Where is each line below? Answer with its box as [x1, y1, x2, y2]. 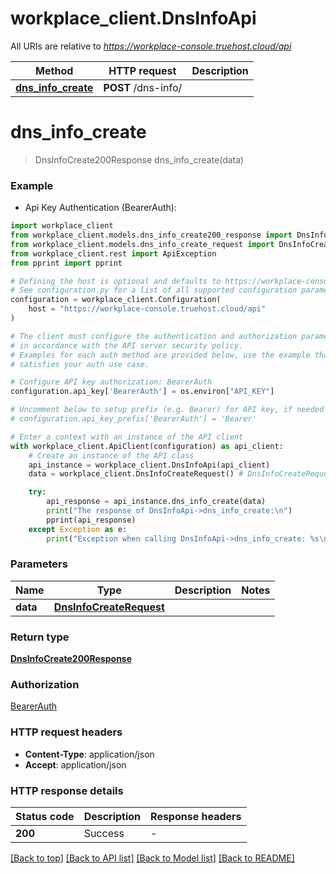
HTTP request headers [10, 725, 123, 739]
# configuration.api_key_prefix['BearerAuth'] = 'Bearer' [10, 414, 257, 424]
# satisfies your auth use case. [10, 359, 150, 369]
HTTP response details [10, 783, 124, 797]
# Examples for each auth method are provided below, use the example [10, 350, 311, 360]
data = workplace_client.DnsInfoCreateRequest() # [28, 469, 244, 479]
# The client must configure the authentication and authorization [10, 331, 298, 341]
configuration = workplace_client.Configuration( [10, 295, 222, 305]
